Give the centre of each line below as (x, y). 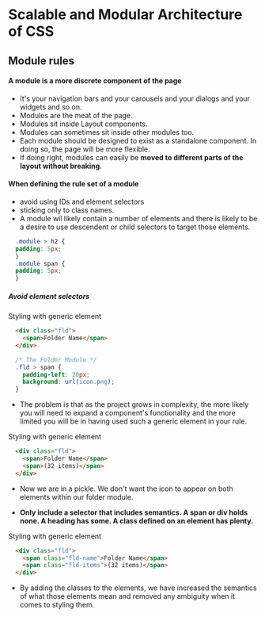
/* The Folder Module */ (56, 360)
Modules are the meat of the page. (76, 115)
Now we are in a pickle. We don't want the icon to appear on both (126, 489)
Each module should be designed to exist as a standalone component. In (138, 140)
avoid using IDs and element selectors (82, 201)
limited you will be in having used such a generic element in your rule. (133, 421)
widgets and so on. (51, 107)
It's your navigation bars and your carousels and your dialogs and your (135, 98)
